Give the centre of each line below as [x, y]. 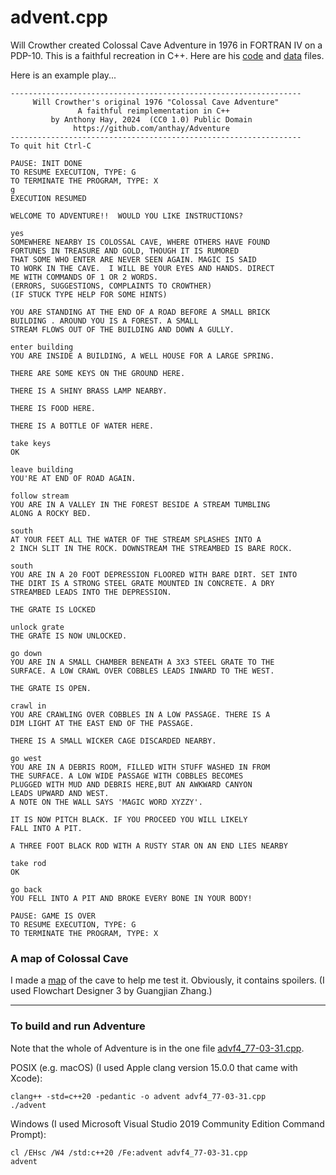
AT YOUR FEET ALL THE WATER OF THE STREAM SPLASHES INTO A [136, 539]
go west [26, 758]
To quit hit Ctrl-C [51, 146]
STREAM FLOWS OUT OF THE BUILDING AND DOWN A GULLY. [122, 329]
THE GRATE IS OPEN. [51, 688]
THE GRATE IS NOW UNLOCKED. [69, 636]
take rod [28, 863]
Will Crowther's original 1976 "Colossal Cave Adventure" [156, 102]
